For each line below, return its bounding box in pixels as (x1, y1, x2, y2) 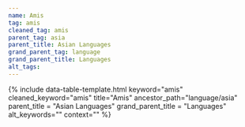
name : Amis (8, 11, 44, 20)
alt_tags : (8, 63, 41, 71)
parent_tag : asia (8, 33, 66, 42)
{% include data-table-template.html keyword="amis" (8, 84, 183, 94)
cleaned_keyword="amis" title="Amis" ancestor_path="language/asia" (8, 92, 238, 103)
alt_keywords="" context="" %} (8, 110, 112, 119)
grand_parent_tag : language (8, 48, 101, 56)
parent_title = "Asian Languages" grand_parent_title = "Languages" (8, 101, 227, 110)
